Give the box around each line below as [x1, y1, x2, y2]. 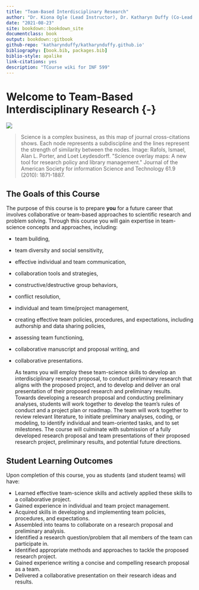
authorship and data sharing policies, [14, 323, 106, 330]
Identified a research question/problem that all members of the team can [14, 533, 193, 540]
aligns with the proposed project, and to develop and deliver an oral [14, 381, 181, 388]
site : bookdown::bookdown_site [6, 25, 84, 32]
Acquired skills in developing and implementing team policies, [14, 508, 166, 515]
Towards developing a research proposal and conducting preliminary [14, 394, 184, 401]
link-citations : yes [6, 58, 58, 64]
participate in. [14, 540, 49, 547]
